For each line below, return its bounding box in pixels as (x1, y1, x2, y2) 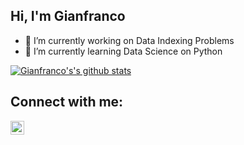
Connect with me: (10, 94, 124, 111)
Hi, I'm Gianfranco (10, 8, 126, 25)
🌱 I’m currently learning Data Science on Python (24, 45, 223, 57)
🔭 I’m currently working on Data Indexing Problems (24, 34, 235, 46)
